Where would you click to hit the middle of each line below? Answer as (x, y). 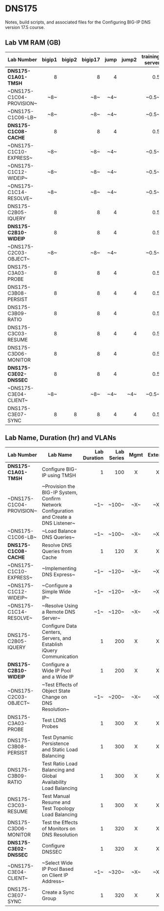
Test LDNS (54, 720)
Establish (52, 644)
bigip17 (91, 59)
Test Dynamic (58, 737)
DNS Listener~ (59, 523)
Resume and (56, 802)
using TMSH (62, 475)
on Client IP (55, 875)
